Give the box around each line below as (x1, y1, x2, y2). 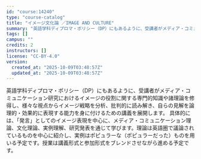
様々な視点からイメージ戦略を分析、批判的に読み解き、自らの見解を (22, 102, 190, 109)
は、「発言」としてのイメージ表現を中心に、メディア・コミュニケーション (6, 117, 187, 124)
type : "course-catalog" (6, 14, 66, 20)
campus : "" (6, 36, 33, 42)
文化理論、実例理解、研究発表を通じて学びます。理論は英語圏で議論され (16, 124, 194, 132)
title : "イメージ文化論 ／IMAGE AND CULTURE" (6, 20, 115, 26)
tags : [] (6, 31, 28, 37)
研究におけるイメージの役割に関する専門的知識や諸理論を (47, 94, 190, 102)
